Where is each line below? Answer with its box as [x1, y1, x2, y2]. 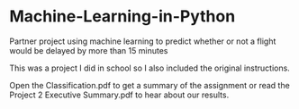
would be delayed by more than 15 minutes [9, 45, 168, 55]
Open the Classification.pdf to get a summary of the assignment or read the [9, 80, 290, 90]
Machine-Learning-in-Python [9, 6, 236, 27]
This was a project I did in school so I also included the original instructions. [9, 63, 290, 73]
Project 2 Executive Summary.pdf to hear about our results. [9, 89, 230, 100]
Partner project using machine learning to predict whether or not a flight [9, 36, 276, 46]
